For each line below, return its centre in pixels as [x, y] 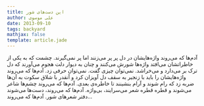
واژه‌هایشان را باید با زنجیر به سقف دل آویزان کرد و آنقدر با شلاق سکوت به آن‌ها [97, 77]
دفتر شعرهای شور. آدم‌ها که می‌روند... [50, 96]
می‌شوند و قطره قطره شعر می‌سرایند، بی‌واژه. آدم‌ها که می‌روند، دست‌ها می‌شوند [99, 90]
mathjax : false [26, 35]
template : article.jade [37, 40]
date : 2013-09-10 [29, 23]
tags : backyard [26, 29]
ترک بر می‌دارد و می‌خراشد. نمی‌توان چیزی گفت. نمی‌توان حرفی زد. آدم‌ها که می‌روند [102, 70]
